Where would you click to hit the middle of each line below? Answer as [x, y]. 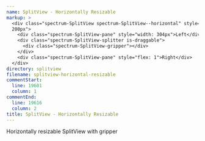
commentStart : [24, 80]
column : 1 [24, 92]
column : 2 [24, 108]
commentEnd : [21, 97]
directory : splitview [34, 69]
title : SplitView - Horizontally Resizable [63, 114]
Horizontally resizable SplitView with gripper [62, 131]
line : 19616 [27, 103]
